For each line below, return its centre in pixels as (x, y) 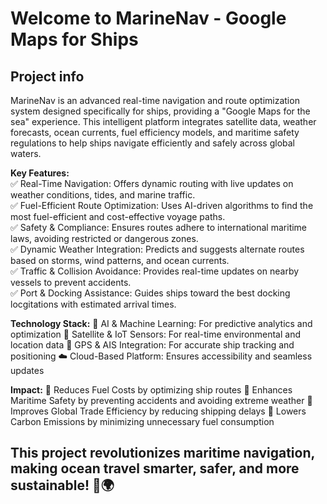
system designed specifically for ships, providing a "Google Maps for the (160, 111)
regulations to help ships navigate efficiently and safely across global (152, 143)
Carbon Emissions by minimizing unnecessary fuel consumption (142, 421)
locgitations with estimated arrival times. (93, 304)
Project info (47, 76)
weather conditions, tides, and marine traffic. (103, 195)
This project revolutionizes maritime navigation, (162, 453)
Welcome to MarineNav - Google (148, 18)
